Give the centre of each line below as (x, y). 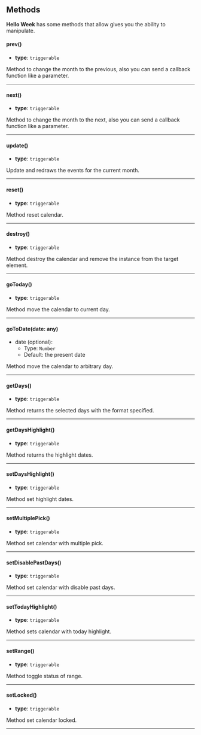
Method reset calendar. (35, 214)
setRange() (20, 651)
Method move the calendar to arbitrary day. (60, 366)
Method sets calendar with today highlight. (59, 631)
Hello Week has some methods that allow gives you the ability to (86, 24)
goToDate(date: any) (32, 329)
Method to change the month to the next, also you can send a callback (93, 120)
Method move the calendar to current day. (58, 309)
